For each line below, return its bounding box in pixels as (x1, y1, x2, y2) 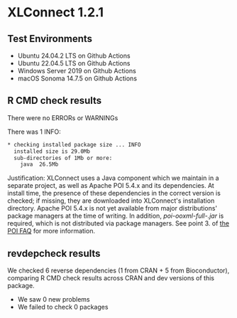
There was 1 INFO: (7, 127, 62, 136)
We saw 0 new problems (17, 295, 90, 304)
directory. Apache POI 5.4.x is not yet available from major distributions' (7, 204, 218, 213)
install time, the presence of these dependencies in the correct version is (7, 189, 221, 198)
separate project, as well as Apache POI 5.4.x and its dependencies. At (7, 181, 214, 190)
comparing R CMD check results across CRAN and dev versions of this (7, 274, 215, 282)
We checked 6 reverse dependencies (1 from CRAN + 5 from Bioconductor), (7, 266, 230, 275)
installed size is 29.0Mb (13, 147, 91, 155)
